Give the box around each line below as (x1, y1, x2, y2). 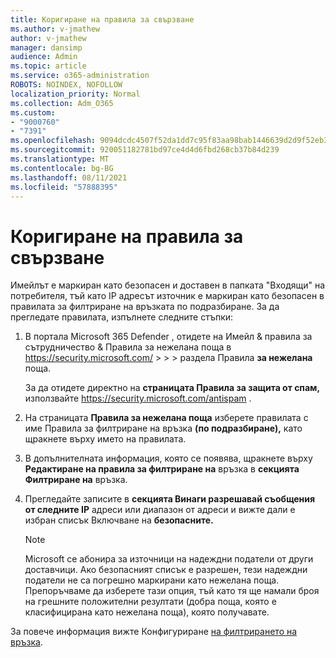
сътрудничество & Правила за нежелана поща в (24, 341, 232, 353)
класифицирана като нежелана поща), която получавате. (24, 606, 270, 618)
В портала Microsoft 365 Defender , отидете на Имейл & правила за (24, 331, 313, 343)
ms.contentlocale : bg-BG (10, 163, 114, 173)
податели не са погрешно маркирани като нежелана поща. (24, 574, 280, 586)
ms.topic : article (10, 61, 87, 71)
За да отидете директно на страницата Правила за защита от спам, (24, 382, 321, 394)
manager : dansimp (10, 42, 83, 53)
